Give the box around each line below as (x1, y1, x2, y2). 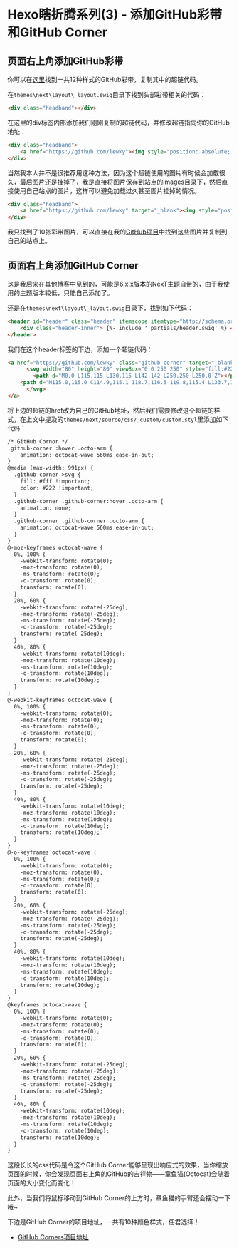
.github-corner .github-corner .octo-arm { (14, 517, 144, 525)
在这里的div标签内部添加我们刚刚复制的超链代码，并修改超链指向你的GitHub (7, 118, 230, 127)
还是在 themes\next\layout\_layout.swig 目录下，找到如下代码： (7, 304, 193, 312)
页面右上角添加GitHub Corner (7, 259, 139, 272)
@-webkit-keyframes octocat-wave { (7, 696, 113, 703)
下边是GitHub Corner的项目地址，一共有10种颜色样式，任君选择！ (7, 1218, 200, 1227)
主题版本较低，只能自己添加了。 (19, 288, 114, 296)
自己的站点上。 (7, 237, 51, 245)
